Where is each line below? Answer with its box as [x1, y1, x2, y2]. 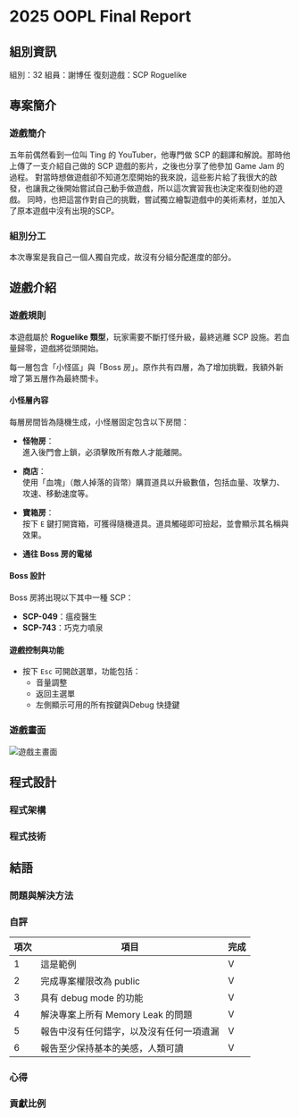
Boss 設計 [9, 571, 46, 581]
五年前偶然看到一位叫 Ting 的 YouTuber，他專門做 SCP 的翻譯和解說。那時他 [9, 149, 291, 160]
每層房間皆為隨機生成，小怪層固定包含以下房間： [9, 416, 189, 427]
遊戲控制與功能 [9, 644, 64, 655]
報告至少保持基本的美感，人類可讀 [40, 1042, 185, 1054]
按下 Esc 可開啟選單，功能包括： [21, 666, 141, 677]
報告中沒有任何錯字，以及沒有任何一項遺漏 [40, 1026, 220, 1038]
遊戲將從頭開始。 [39, 343, 104, 353]
